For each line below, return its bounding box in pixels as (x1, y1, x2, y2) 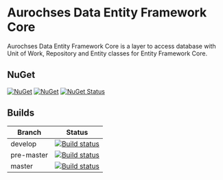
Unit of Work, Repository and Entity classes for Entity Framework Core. (7, 49, 208, 57)
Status (66, 127, 89, 137)
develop (10, 139, 37, 149)
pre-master (10, 150, 49, 159)
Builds (7, 107, 35, 119)
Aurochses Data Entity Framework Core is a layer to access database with (7, 42, 216, 50)
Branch (16, 127, 42, 137)
